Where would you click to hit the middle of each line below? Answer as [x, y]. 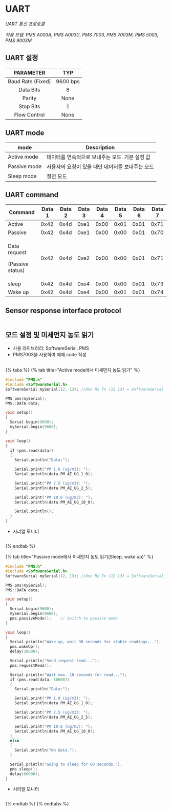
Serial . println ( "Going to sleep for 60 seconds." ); [66, 764]
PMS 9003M [19, 40]
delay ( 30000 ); [25, 652]
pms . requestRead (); [31, 665]
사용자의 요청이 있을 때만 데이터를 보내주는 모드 [100, 166]
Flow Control [29, 114]
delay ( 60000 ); [25, 774]
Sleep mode [22, 176]
